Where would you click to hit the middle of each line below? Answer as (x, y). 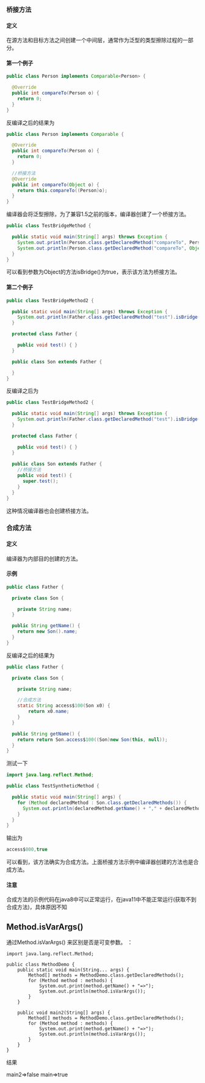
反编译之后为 (22, 391)
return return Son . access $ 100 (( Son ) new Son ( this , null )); (92, 739)
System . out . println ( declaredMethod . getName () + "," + (92, 808)
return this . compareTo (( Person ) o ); (63, 190)
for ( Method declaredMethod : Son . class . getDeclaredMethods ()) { (102, 803)
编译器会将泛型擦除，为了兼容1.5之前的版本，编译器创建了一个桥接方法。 (98, 214)
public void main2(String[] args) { (64, 1013)
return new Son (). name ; (48, 631)
